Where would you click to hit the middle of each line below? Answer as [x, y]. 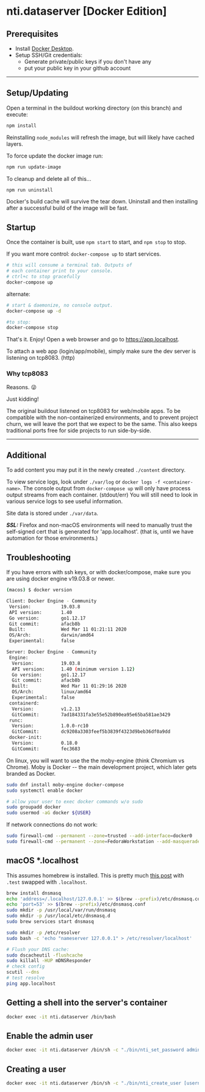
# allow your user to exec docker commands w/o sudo [75, 802]
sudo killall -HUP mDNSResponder [49, 961]
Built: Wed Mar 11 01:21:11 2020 [68, 629]
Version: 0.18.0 [45, 743]
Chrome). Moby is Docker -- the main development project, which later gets [102, 767]
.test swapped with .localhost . [47, 882]
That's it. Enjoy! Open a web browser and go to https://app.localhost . [93, 339]
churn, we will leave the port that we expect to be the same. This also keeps [102, 423]
